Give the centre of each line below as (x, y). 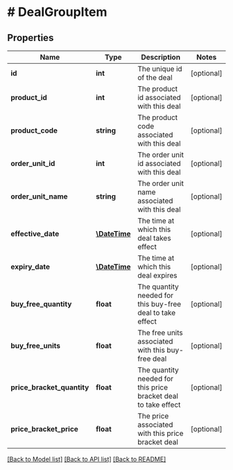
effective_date (35, 234)
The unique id (160, 69)
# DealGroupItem (57, 12)
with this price (161, 433)
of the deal (155, 77)
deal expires (157, 275)
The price (153, 416)
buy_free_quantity (41, 304)
